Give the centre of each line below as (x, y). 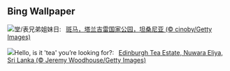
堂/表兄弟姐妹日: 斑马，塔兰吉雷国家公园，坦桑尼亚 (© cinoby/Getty (113, 29)
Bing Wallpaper (41, 11)
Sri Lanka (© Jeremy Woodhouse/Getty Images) (77, 60)
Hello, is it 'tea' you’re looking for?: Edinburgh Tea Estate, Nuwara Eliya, (119, 52)
